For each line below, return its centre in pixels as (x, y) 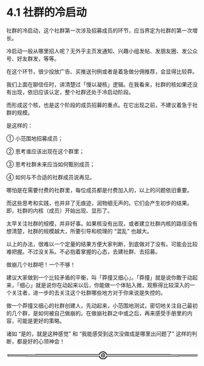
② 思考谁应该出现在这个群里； (46, 151)
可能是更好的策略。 (41, 320)
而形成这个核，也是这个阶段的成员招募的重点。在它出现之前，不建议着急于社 (102, 105)
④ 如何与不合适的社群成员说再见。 (51, 177)
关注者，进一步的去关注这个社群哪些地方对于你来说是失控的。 (88, 292)
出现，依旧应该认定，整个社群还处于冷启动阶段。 (73, 92)
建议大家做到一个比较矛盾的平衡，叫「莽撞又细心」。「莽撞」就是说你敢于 (97, 277)
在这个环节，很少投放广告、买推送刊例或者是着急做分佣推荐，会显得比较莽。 (102, 71)
